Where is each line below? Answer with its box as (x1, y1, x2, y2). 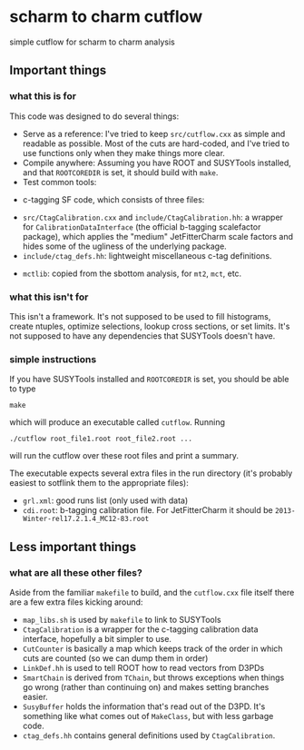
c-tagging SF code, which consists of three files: (22, 193, 205, 205)
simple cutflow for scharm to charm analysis (9, 36, 175, 47)
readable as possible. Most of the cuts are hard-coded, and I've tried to (22, 138, 290, 149)
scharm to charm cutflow (9, 6, 202, 27)
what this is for (9, 90, 77, 103)
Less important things (9, 538, 137, 555)
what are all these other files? (9, 566, 142, 578)
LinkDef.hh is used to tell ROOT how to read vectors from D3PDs (22, 662, 265, 673)
